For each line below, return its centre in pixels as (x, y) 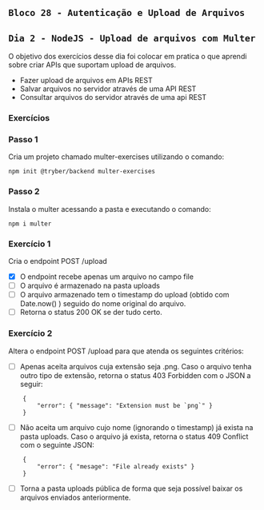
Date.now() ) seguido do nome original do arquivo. (103, 304)
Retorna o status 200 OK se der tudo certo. (91, 313)
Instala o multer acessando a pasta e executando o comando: (110, 209)
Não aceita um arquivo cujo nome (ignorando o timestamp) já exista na (136, 427)
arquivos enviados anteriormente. (75, 497)
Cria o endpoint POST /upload (58, 261)
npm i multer (30, 224)
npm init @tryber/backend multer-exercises (82, 172)
